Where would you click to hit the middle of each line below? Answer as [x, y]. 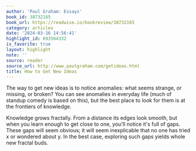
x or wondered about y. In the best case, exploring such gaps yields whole [96, 137]
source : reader [25, 60]
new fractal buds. [27, 143]
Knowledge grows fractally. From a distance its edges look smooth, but [92, 118]
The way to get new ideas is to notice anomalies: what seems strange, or [94, 88]
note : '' [17, 55]
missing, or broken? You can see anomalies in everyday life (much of [89, 94]
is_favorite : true [28, 44]
